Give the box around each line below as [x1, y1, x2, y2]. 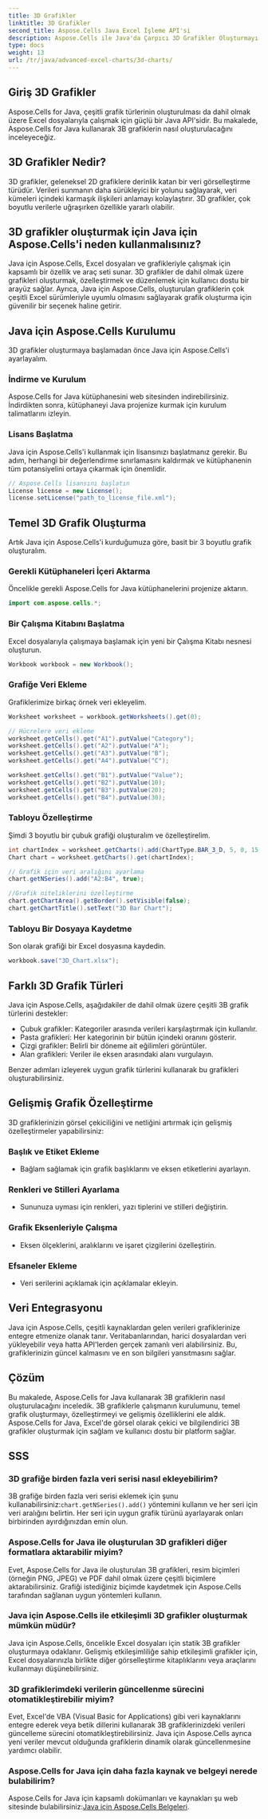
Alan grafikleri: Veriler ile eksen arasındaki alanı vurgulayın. [19, 1049, 214, 1059]
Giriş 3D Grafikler [8, 85, 97, 100]
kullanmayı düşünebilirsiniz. [8, 1663, 100, 1673]
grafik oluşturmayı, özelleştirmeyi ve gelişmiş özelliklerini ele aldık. [8, 1409, 226, 1419]
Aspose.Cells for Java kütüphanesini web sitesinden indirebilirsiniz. [8, 392, 229, 401]
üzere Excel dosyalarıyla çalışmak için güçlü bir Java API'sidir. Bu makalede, [8, 115, 258, 124]
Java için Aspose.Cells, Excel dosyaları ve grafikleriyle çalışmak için [8, 258, 231, 268]
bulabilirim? [8, 1776, 56, 1787]
